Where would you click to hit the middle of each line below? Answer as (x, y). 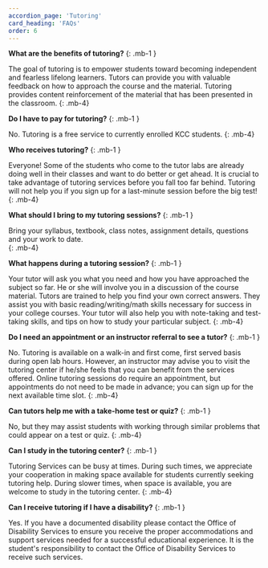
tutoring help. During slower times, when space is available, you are (120, 484)
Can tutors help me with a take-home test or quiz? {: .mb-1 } (110, 411)
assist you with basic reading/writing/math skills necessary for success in (130, 304)
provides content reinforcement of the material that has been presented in (130, 95)
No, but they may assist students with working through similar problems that (134, 427)
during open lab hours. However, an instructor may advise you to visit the (129, 362)
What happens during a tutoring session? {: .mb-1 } (95, 264)
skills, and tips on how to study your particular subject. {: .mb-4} (137, 321)
